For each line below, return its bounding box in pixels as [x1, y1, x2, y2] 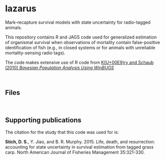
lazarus [5, 3, 37, 14]
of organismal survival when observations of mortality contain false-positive [5, 39, 161, 45]
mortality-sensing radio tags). [5, 50, 66, 56]
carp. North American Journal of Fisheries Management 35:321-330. [5, 149, 145, 155]
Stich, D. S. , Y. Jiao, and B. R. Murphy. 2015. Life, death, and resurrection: [5, 139, 155, 145]
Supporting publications [5, 116, 82, 124]
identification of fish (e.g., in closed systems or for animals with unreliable [5, 44, 156, 50]
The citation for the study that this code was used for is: [5, 129, 119, 135]
